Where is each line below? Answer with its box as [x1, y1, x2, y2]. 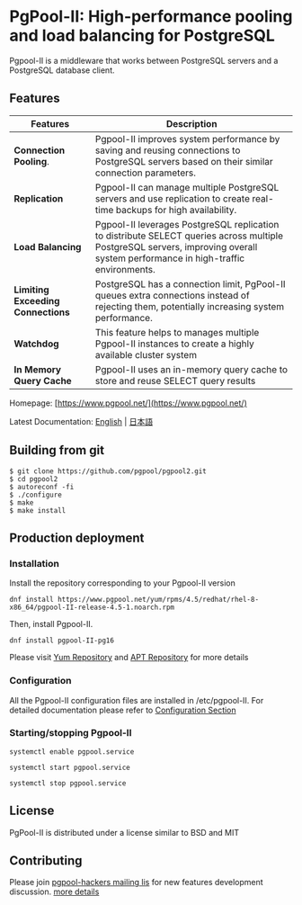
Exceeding [13, 294, 60, 307]
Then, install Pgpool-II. [9, 619, 93, 630]
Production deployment [9, 530, 145, 545]
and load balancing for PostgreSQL [9, 25, 276, 46]
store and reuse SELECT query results [94, 374, 256, 387]
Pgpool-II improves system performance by [94, 132, 280, 145]
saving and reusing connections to [94, 144, 241, 157]
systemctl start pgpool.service [9, 763, 130, 772]
